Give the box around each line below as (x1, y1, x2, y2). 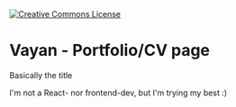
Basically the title (9, 69, 73, 80)
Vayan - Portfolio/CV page (9, 40, 210, 61)
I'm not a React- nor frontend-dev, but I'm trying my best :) (9, 87, 228, 98)
